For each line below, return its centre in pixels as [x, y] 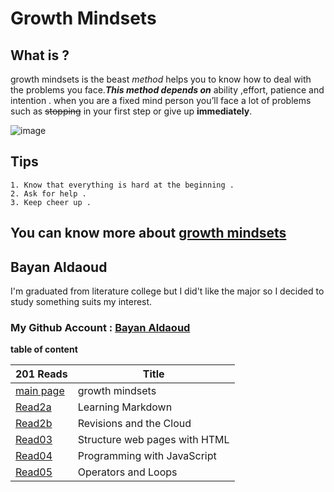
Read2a [33, 407]
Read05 [34, 472]
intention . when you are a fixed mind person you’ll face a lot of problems [161, 100]
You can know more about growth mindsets [148, 233]
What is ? [40, 55]
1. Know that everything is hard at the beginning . [122, 185]
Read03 [34, 440]
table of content [44, 349]
